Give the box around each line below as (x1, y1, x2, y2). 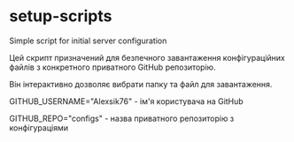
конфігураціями (9, 122, 69, 133)
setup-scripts (9, 6, 112, 26)
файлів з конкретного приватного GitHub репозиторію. (9, 62, 216, 72)
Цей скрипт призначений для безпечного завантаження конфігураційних (9, 52, 285, 63)
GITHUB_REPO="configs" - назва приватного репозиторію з (9, 113, 235, 123)
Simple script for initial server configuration (9, 35, 167, 46)
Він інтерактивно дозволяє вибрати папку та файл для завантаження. (9, 78, 273, 89)
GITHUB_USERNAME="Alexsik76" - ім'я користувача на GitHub (9, 95, 244, 107)
